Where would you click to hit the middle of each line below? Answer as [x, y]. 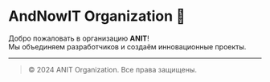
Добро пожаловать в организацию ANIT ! [79, 38]
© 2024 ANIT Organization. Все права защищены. [112, 69]
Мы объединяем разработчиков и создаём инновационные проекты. [127, 46]
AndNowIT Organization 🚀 [97, 16]
